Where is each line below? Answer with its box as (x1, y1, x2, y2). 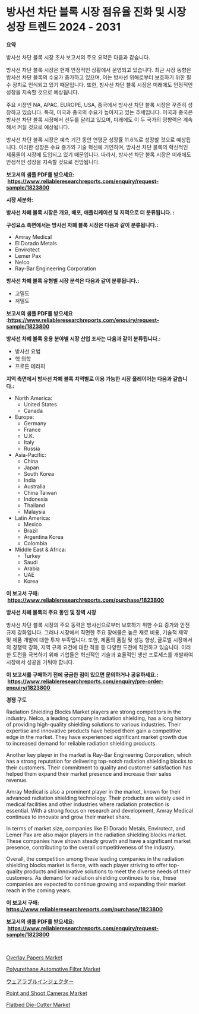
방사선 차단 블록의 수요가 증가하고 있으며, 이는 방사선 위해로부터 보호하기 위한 (6, 74, 185, 81)
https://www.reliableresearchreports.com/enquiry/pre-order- (7, 678, 164, 685)
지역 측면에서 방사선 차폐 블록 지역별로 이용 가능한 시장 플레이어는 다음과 (6, 375, 172, 382)
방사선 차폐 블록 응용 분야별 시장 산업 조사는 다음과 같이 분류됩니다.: (6, 335, 162, 342)
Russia (23, 445, 40, 452)
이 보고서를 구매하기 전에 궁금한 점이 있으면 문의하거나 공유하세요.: (6, 671, 159, 678)
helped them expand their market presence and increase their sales (6, 770, 172, 777)
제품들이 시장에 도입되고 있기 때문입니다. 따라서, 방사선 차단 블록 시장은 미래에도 (6, 151, 192, 158)
